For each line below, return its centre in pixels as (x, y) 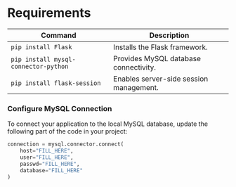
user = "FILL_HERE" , (47, 157)
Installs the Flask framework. (161, 47)
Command (59, 35)
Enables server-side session (161, 79)
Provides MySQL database (157, 58)
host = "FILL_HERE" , (47, 151)
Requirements (49, 13)
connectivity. (135, 67)
